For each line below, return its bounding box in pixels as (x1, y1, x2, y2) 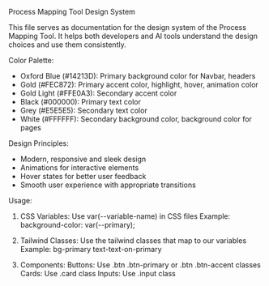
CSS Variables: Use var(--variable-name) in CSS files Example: (19, 211, 231, 221)
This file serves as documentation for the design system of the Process (8, 23, 247, 32)
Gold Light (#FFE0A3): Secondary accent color (19, 88, 177, 98)
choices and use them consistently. (8, 40, 127, 49)
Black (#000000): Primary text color (19, 97, 142, 106)
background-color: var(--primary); (19, 220, 135, 229)
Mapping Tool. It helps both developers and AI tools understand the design (8, 32, 258, 41)
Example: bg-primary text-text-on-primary (19, 245, 162, 254)
